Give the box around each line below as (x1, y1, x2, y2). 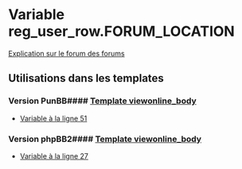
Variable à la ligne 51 (19, 113, 88, 123)
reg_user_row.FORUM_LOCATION (8, 22, 235, 40)
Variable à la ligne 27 (19, 151, 89, 160)
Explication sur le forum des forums (8, 48, 125, 58)
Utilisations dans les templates (8, 71, 165, 85)
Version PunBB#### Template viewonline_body (8, 95, 197, 106)
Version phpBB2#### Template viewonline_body (8, 133, 201, 144)
